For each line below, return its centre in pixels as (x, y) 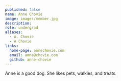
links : (12, 46)
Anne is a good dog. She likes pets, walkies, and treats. (61, 73)
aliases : (14, 32)
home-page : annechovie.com (37, 50)
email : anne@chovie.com (34, 55)
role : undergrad (22, 28)
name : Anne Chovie (24, 14)
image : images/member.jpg (31, 19)
